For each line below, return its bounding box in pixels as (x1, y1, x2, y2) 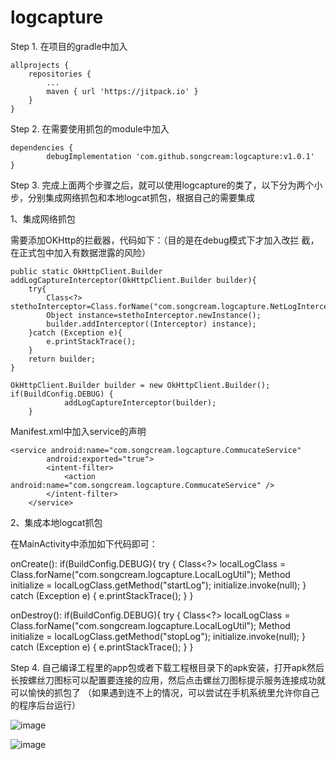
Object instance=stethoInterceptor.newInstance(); (46, 310, 262, 320)
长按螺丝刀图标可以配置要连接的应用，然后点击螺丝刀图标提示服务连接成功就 (10, 674, 326, 686)
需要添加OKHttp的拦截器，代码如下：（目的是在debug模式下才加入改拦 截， (10, 234, 320, 246)
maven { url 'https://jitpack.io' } (46, 86, 199, 96)
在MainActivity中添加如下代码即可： (10, 537, 158, 550)
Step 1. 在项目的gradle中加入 (10, 40, 128, 52)
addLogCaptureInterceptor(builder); (63, 397, 217, 408)
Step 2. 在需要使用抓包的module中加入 (10, 122, 170, 135)
